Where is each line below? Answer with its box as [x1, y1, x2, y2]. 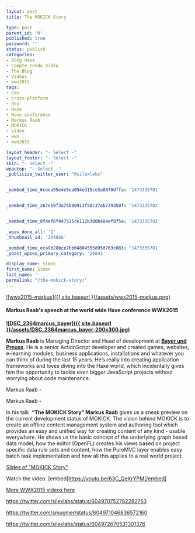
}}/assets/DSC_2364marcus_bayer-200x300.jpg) [6, 326, 130, 333]
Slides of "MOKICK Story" [6, 463, 68, 470]
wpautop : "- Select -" [6, 166, 61, 172]
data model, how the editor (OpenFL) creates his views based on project [6, 440, 180, 447]
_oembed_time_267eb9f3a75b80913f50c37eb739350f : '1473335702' [6, 203, 161, 209]
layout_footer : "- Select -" [6, 155, 77, 161]
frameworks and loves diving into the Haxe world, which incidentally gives [6, 362, 184, 369]
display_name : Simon [6, 261, 57, 267]
